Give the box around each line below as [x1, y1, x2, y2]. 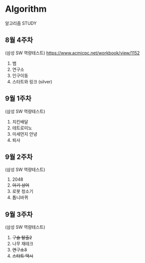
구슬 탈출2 [12, 235, 32, 240]
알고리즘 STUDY [5, 20, 37, 26]
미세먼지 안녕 [12, 131, 38, 137]
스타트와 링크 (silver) [12, 78, 53, 84]
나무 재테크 [12, 241, 34, 247]
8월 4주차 [5, 36, 33, 45]
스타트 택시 [12, 253, 34, 259]
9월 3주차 [5, 210, 33, 218]
